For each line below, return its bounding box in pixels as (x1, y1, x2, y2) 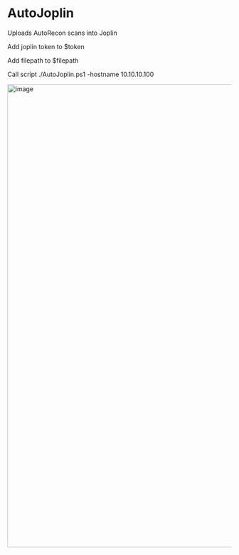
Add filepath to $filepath (7, 56, 79, 65)
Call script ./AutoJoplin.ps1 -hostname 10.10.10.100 (7, 70, 154, 78)
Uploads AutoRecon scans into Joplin (7, 28, 117, 37)
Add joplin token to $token (7, 42, 85, 51)
